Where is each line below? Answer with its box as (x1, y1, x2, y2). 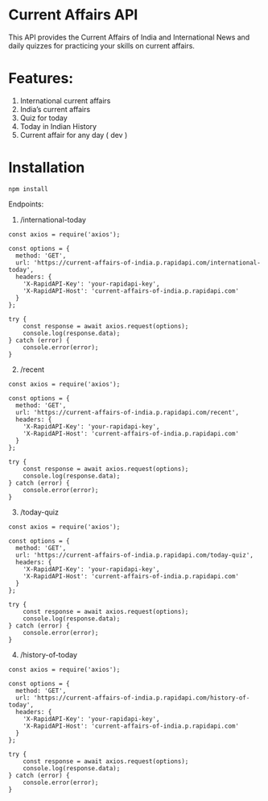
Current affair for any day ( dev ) (19, 130, 128, 140)
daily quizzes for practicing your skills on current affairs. (8, 40, 196, 50)
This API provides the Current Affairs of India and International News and (8, 32, 250, 42)
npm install (8, 185, 48, 193)
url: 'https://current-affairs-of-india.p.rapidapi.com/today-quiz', (15, 551, 254, 559)
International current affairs (19, 95, 111, 106)
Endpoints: (8, 199, 44, 209)
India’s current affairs (19, 104, 91, 114)
